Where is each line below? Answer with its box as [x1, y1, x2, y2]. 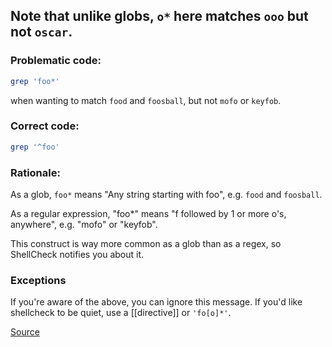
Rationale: [10, 165, 61, 179]
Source [10, 326, 40, 338]
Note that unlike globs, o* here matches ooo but [10, 8, 309, 25]
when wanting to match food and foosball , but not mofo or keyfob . [10, 94, 282, 106]
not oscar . [10, 24, 73, 41]
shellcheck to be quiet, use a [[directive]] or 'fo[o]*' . [10, 307, 232, 319]
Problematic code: [10, 54, 102, 68]
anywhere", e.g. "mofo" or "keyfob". [10, 219, 158, 231]
